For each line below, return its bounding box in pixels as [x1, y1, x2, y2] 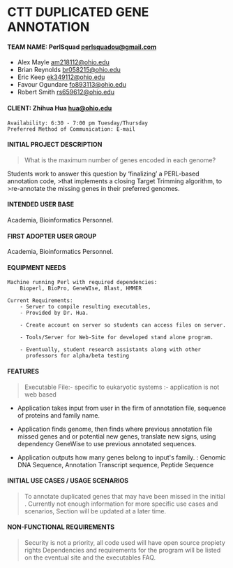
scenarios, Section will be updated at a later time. [24, 506, 167, 515]
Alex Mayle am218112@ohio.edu [17, 58, 110, 66]
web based [24, 390, 57, 399]
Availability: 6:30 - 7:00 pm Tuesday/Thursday [7, 120, 149, 127]
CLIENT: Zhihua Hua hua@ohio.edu [7, 104, 112, 112]
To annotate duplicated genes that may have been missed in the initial [24, 492, 225, 500]
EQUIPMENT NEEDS [7, 263, 66, 271]
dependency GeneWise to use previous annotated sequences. [17, 439, 197, 448]
